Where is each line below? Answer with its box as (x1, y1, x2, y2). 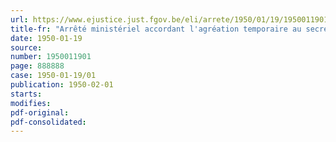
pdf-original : (10, 107, 70, 118)
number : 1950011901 (10, 52, 92, 62)
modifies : (10, 98, 52, 108)
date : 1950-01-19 (10, 33, 83, 43)
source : (10, 42, 43, 53)
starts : (10, 89, 43, 99)
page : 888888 (10, 61, 65, 71)
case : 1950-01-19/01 (10, 71, 97, 81)
